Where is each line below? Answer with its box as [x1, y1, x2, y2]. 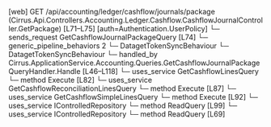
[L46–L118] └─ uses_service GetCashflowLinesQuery [82, 67, 259, 76]
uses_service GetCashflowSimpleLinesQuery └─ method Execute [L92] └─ [8, 92, 259, 101]
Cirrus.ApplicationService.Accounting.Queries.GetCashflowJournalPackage [8, 58, 260, 68]
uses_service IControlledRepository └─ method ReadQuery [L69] [8, 109, 226, 119]
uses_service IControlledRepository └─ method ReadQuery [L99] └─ [8, 100, 238, 110]
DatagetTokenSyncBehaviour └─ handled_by [8, 50, 158, 59]
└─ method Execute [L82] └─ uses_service [8, 76, 152, 84]
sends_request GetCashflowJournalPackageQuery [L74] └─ [8, 32, 209, 42]
